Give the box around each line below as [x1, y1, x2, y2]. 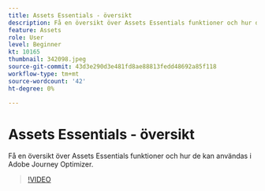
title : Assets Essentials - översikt [8, 11, 132, 20]
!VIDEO [27, 174, 51, 185]
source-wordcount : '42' [8, 77, 87, 85]
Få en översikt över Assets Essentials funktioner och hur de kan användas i [8, 151, 252, 161]
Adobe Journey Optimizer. [8, 160, 94, 169]
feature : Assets [8, 26, 62, 34]
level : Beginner [8, 41, 62, 49]
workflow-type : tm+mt [8, 70, 80, 78]
